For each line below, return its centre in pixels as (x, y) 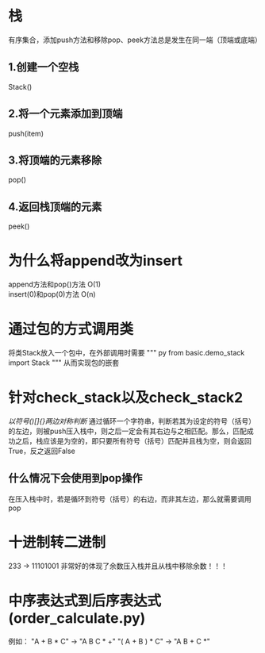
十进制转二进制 (57, 542)
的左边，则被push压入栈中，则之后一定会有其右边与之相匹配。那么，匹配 (128, 431)
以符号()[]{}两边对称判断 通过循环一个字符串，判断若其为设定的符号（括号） (132, 421)
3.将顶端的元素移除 (55, 160)
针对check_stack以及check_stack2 (126, 398)
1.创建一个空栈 (44, 67)
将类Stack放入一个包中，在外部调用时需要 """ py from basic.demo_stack (127, 353)
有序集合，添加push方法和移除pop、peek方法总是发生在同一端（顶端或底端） (135, 40)
